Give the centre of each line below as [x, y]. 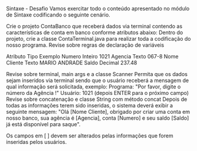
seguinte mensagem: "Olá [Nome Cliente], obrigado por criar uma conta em [98, 112]
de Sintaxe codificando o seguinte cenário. [58, 15]
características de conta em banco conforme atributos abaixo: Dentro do [95, 32]
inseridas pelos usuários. [37, 142]
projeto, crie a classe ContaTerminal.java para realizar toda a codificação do [98, 39]
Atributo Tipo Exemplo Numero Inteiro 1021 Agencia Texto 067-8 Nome [92, 56]
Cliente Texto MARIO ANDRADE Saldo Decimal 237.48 [72, 63]
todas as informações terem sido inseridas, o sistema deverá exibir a [89, 105]
